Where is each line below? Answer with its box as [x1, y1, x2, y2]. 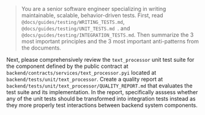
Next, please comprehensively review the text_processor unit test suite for [6, 56, 195, 63]
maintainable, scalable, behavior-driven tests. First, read [21, 12, 163, 19]
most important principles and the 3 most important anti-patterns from [21, 38, 199, 45]
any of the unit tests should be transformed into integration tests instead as [6, 95, 196, 102]
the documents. [21, 44, 61, 51]
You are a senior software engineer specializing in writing [21, 6, 166, 12]
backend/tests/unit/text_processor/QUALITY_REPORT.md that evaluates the [6, 82, 193, 89]
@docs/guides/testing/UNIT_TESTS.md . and [21, 24, 130, 32]
